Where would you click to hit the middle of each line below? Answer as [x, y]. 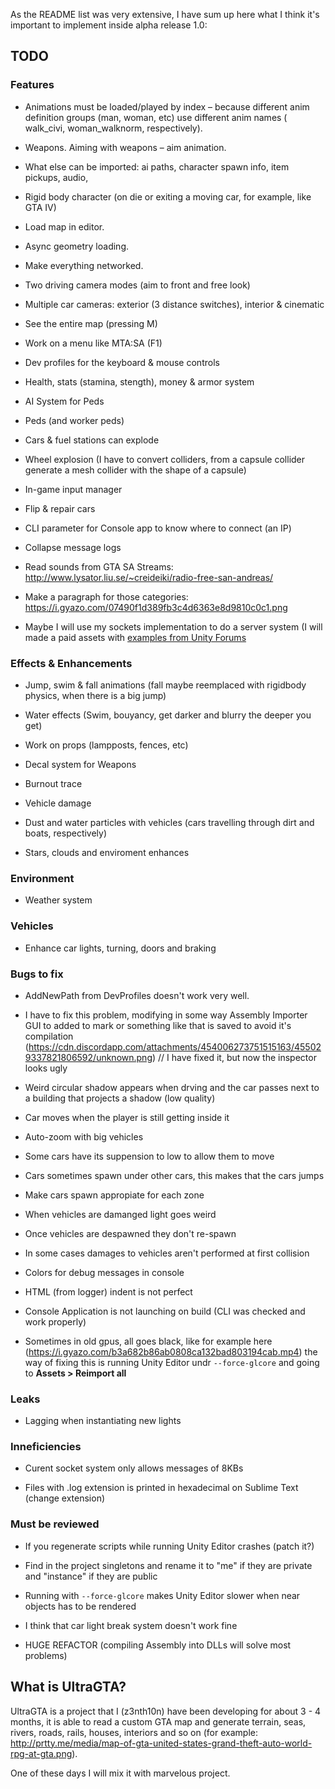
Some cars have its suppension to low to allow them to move [149, 1156]
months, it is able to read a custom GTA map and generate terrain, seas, [158, 1721]
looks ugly [46, 1068]
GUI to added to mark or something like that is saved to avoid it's [158, 1025]
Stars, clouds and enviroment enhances [107, 852]
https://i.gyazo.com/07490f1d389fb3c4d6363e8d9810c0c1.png [156, 607]
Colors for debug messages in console [104, 1272]
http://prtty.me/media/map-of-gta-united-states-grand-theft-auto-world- [161, 1743]
